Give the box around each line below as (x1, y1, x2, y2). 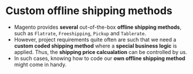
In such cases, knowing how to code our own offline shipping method (14, 55, 186, 62)
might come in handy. (14, 60, 67, 68)
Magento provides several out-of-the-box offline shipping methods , (14, 23, 182, 31)
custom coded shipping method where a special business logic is (14, 42, 177, 49)
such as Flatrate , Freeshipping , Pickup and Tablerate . (14, 29, 147, 36)
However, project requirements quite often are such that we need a (14, 36, 177, 43)
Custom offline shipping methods (5, 4, 173, 18)
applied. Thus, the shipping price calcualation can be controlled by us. (14, 48, 188, 55)
